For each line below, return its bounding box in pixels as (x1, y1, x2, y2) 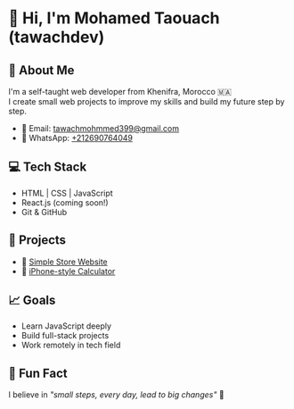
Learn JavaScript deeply (20, 321, 112, 331)
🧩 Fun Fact (8, 365, 68, 380)
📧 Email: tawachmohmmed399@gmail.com (20, 123, 180, 133)
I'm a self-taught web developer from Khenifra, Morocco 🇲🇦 (8, 87, 233, 96)
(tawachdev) (8, 27, 105, 47)
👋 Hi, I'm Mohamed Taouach (8, 8, 220, 29)
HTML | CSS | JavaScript (20, 188, 113, 198)
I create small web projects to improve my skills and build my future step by (8, 96, 285, 106)
